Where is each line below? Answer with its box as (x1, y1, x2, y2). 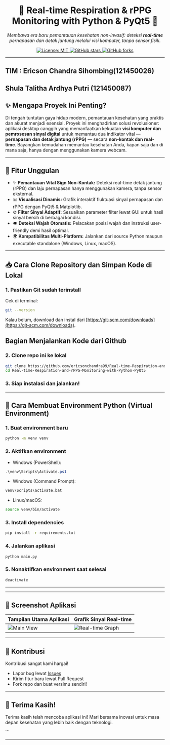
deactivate (5, 577, 28, 582)
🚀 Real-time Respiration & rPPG (18, 5, 152, 16)
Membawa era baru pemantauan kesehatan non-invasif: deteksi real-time (7, 32, 163, 38)
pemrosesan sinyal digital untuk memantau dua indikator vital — (5, 131, 141, 137)
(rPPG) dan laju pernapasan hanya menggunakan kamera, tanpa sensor (12, 185, 162, 191)
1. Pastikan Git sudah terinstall (5, 286, 81, 293)
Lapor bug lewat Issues (12, 671, 62, 677)
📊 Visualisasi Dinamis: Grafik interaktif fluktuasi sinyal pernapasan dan (12, 197, 163, 203)
